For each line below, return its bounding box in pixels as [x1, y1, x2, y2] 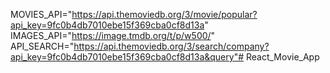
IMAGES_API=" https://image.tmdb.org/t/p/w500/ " [10, 30, 216, 41]
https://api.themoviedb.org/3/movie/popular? [71, 9, 258, 20]
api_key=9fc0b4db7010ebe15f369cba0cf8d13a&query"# [10, 51, 245, 63]
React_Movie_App [245, 51, 320, 63]
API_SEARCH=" [10, 40, 75, 52]
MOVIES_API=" [10, 9, 73, 20]
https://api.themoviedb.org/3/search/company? [73, 40, 270, 52]
